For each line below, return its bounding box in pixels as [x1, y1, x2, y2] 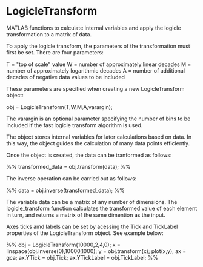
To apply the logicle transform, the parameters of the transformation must [6, 42, 191, 50]
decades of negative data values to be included [6, 73, 125, 81]
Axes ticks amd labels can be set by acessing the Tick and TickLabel [6, 223, 178, 230]
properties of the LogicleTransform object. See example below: [6, 229, 164, 237]
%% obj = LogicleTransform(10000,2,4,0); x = [6, 241, 121, 248]
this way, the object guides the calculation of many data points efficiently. [6, 139, 190, 147]
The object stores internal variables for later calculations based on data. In [6, 133, 192, 140]
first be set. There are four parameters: [6, 48, 104, 56]
